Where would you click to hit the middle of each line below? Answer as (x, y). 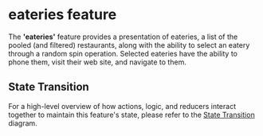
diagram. (23, 123)
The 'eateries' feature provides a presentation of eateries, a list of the (123, 37)
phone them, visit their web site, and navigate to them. (98, 62)
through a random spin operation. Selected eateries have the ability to (123, 53)
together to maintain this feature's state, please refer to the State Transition (131, 115)
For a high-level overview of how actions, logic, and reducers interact (122, 106)
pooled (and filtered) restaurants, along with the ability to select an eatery (129, 45)
